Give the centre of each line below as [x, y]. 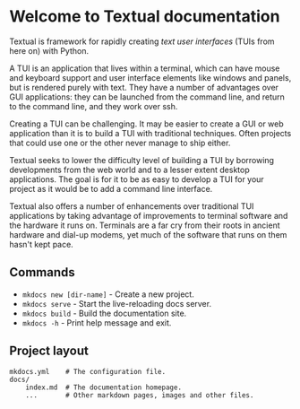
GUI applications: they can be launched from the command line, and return [147, 97]
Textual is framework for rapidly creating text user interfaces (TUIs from [142, 41]
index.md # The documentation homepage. [103, 387]
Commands [43, 272]
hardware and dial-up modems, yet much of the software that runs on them [148, 234]
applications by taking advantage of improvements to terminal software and [149, 215]
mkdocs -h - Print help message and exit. [97, 322]
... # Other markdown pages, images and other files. [140, 395]
